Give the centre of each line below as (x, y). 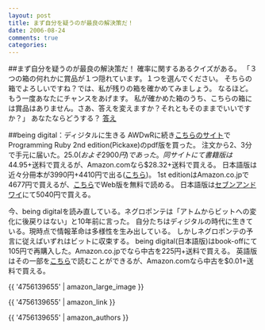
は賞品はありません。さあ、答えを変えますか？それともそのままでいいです (130, 109)
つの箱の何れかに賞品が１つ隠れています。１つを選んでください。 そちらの (130, 79)
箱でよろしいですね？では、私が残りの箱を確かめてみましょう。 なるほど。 (130, 89)
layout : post (30, 15)
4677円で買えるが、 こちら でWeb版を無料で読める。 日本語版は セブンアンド (132, 185)
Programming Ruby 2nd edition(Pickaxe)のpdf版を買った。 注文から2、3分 (130, 145)
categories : (28, 45)
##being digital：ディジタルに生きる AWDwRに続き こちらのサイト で (120, 135)
